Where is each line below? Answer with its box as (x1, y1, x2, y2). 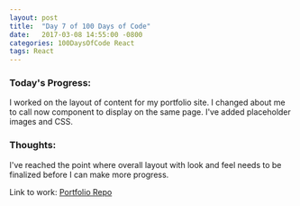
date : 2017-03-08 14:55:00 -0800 (9, 30, 143, 39)
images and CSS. (9, 117, 74, 127)
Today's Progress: (9, 77, 92, 89)
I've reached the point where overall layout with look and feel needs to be (9, 159, 282, 170)
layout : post (9, 13, 59, 23)
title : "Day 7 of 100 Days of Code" (9, 22, 151, 31)
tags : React (9, 47, 54, 56)
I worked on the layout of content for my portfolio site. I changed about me (9, 97, 286, 108)
